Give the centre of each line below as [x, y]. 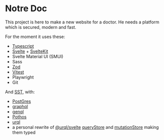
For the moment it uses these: [35, 37]
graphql [20, 106]
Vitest [18, 72]
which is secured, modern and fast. [41, 27]
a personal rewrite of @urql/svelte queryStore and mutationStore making [85, 127]
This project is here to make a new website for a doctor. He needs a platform [82, 22]
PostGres [22, 101]
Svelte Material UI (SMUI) [38, 56]
